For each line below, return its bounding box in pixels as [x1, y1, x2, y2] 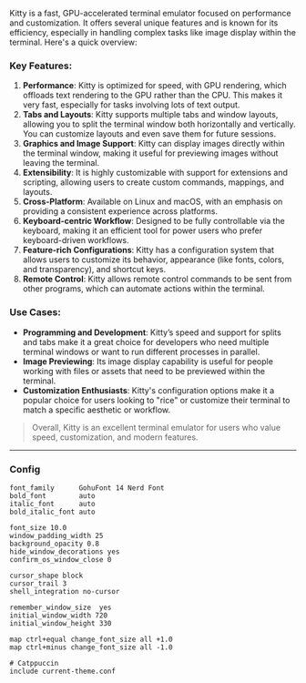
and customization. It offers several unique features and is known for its [9, 17, 279, 28]
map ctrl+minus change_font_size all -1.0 [9, 642, 173, 652]
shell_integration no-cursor [9, 586, 120, 596]
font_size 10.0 [9, 523, 67, 532]
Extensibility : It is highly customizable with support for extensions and [22, 168, 289, 178]
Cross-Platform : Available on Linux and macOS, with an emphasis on [22, 196, 283, 208]
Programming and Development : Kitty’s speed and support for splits [22, 327, 282, 338]
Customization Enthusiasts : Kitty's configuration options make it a [22, 384, 275, 395]
